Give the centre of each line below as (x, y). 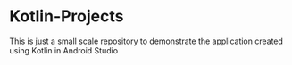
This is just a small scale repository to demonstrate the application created (146, 41)
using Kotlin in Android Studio (64, 50)
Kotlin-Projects (67, 16)
